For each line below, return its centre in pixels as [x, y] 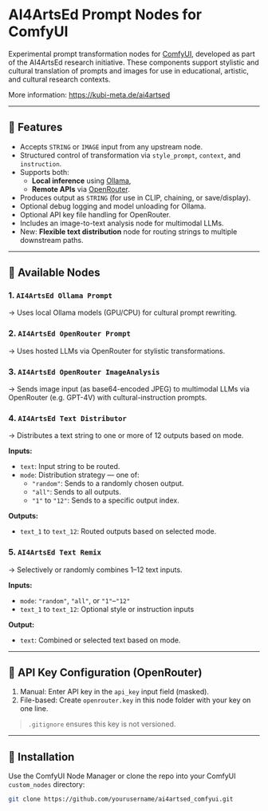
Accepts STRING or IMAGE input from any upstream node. [111, 146]
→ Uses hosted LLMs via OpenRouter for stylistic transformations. [117, 351]
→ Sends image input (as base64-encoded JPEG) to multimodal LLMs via [129, 389]
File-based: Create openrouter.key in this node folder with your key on [135, 700]
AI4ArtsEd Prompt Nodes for [105, 15]
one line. [34, 709]
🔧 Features [35, 127]
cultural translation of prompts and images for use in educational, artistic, [129, 70]
